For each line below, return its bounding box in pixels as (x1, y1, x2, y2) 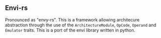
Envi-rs (5, 4, 28, 12)
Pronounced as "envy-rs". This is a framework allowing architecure (5, 17, 140, 22)
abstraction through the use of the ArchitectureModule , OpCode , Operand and (5, 22, 157, 28)
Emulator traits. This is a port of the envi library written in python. (5, 27, 136, 33)
